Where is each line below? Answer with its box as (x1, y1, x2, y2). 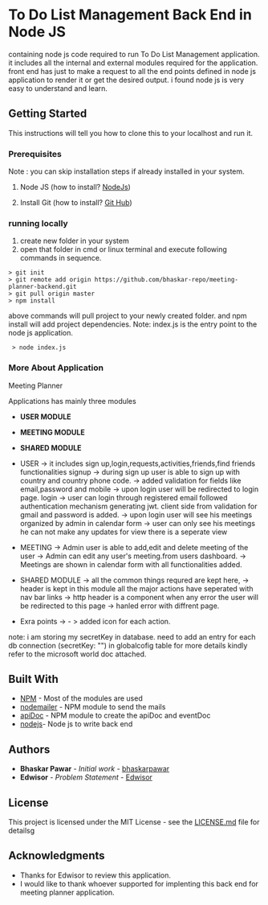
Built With (8, 673, 59, 686)
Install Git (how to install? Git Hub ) (19, 198, 132, 208)
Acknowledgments (8, 849, 106, 862)
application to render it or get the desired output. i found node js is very (8, 75, 245, 84)
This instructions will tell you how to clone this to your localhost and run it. (8, 128, 253, 138)
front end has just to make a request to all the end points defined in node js (8, 66, 257, 76)
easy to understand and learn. (8, 83, 108, 93)
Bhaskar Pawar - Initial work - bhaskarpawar (19, 764, 170, 774)
